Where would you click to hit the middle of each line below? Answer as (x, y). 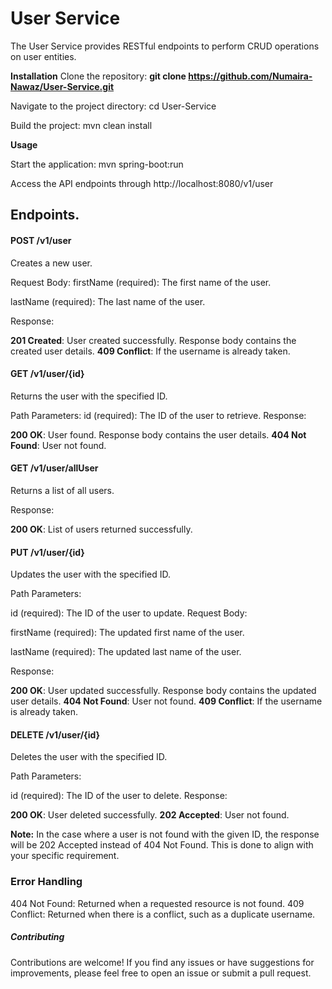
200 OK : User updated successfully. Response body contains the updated (163, 691)
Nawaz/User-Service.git (62, 86)
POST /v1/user (41, 240)
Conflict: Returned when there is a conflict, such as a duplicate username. (163, 914)
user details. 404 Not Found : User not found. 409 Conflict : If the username (166, 701)
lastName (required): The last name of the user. (108, 301)
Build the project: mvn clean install (81, 125)
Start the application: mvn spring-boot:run (97, 164)
